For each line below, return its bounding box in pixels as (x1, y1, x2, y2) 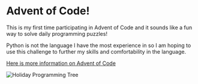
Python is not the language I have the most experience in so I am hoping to (6, 42, 191, 49)
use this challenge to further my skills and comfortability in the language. (6, 48, 187, 55)
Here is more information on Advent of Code (6, 60, 116, 67)
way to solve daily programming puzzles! (6, 30, 108, 37)
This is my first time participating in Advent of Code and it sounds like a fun (6, 24, 193, 31)
